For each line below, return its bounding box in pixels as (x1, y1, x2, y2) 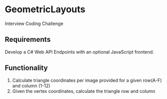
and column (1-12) (12, 83, 51, 89)
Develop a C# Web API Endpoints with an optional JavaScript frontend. (5, 48, 154, 55)
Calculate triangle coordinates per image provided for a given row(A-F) (12, 77, 162, 83)
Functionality (5, 64, 48, 72)
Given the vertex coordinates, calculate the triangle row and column (12, 88, 156, 94)
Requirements (5, 35, 51, 44)
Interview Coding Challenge (5, 20, 64, 27)
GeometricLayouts (5, 4, 86, 15)
